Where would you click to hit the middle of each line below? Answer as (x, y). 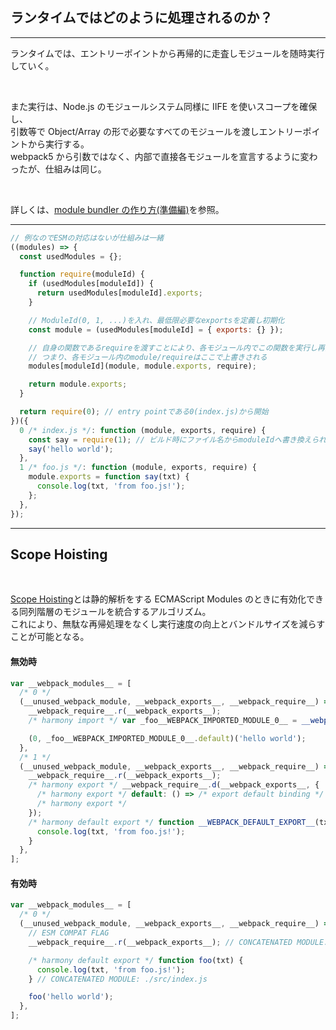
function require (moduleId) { (82, 274)
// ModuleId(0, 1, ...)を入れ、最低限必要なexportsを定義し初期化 (156, 320)
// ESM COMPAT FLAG (69, 933)
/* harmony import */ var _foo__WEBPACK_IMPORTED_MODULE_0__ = (163, 721)
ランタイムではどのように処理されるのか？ (141, 18)
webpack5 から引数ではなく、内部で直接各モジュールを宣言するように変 (160, 156)
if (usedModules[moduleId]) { (91, 284)
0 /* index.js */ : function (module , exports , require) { (143, 430)
